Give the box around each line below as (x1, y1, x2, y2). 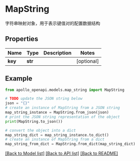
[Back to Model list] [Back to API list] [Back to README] (5, 151, 118, 157)
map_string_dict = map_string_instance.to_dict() (5, 133, 109, 137)
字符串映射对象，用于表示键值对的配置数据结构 (5, 20, 100, 26)
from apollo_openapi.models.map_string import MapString (5, 87, 125, 92)
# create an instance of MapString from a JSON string (5, 106, 120, 110)
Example (5, 75, 33, 83)
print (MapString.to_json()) (5, 119, 63, 124)
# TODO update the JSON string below (5, 96, 83, 101)
